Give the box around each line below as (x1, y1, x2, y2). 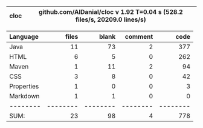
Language (9, 33, 39, 41)
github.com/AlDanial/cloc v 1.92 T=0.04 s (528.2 (38, 8, 183, 16)
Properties (9, 82, 39, 90)
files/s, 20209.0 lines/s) (75, 15, 146, 24)
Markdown (9, 92, 40, 100)
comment (124, 33, 153, 41)
